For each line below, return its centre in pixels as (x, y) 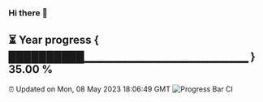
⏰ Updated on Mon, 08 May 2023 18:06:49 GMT (90, 89)
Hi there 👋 (28, 13)
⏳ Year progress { (54, 40)
